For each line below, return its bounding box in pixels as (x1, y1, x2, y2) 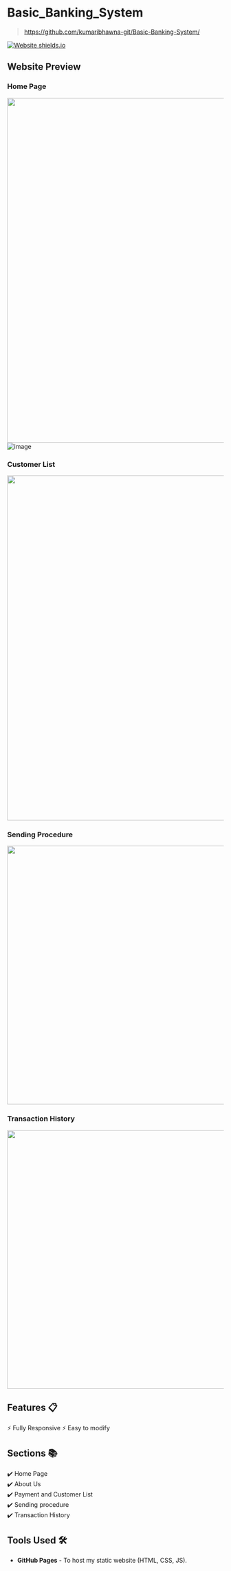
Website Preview (7, 61, 81, 73)
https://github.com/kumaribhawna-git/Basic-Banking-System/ (23, 28, 201, 36)
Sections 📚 (7, 1447, 58, 1459)
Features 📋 (7, 1401, 58, 1413)
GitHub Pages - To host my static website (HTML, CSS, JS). (16, 1556, 188, 1564)
